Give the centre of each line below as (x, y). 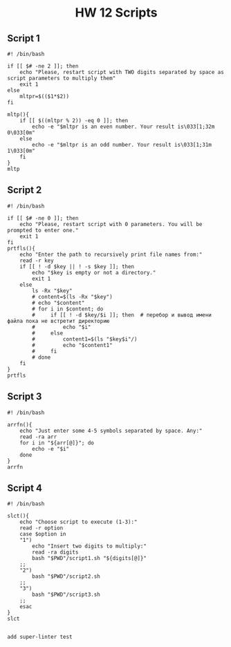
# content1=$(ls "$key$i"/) (85, 339)
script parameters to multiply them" (62, 78)
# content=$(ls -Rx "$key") (72, 297)
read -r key (37, 261)
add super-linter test (40, 637)
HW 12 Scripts (116, 13)
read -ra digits (55, 552)
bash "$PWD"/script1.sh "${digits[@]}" (90, 559)
